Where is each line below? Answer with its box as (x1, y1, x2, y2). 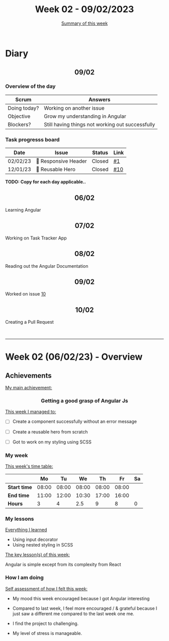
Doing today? (8, 105, 39, 112)
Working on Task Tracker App (5, 235, 67, 241)
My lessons (5, 515, 34, 522)
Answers (88, 96, 111, 103)
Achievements (5, 371, 52, 380)
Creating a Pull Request (5, 319, 54, 325)
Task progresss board (5, 136, 60, 143)
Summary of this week (61, 20, 108, 26)
